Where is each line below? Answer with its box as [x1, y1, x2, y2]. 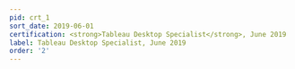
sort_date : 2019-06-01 [9, 22, 94, 30]
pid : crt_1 [9, 13, 50, 22]
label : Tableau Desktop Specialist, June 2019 [9, 38, 187, 47]
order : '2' [9, 47, 50, 56]
